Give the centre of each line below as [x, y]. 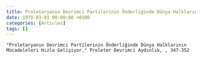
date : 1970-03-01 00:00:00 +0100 [48, 17]
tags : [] [17, 29]
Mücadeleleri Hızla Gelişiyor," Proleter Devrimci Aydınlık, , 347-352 [98, 51]
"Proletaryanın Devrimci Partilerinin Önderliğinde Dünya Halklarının [96, 45]
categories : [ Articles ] [36, 23]
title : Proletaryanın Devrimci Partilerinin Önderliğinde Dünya [88, 12]
